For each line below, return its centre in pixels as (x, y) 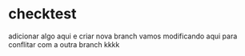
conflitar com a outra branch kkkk (64, 44)
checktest (42, 14)
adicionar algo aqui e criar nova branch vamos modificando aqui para (123, 36)
